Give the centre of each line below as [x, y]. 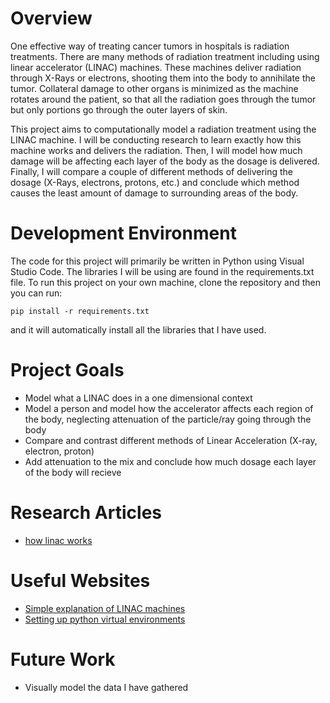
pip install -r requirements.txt [80, 311]
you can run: [36, 293]
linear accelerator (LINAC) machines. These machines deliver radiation [156, 67]
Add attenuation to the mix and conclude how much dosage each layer [170, 461]
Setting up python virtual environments [105, 619]
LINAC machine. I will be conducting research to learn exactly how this [156, 139]
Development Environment [123, 233]
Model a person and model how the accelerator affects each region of [169, 408]
